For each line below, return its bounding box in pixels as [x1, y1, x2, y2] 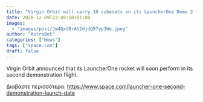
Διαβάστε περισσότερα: [6, 83, 66, 90]
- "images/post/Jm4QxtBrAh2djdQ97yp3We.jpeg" [11, 25, 129, 32]
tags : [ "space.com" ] [6, 43, 59, 49]
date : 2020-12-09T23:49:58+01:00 [6, 14, 91, 21]
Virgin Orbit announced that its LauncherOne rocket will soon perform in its [6, 65, 193, 72]
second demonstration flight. [6, 71, 79, 78]
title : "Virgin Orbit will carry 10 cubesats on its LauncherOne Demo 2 [6, 8, 193, 15]
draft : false [6, 48, 39, 54]
